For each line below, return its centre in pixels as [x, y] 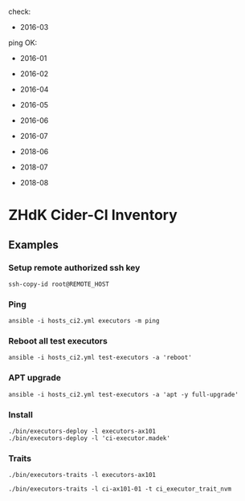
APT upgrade [35, 378]
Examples [33, 244]
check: [20, 12]
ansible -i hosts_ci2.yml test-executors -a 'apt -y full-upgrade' [124, 394]
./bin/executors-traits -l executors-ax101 [82, 475]
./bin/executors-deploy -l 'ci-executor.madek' [90, 438]
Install [21, 414]
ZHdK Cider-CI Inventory [93, 215]
